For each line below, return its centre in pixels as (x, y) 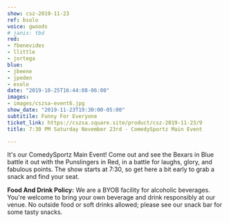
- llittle (21, 52)
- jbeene (20, 71)
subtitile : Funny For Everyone (52, 116)
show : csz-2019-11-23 (38, 13)
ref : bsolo (23, 20)
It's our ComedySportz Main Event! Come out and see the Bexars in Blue (111, 155)
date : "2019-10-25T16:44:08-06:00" (58, 90)
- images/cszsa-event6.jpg (46, 104)
